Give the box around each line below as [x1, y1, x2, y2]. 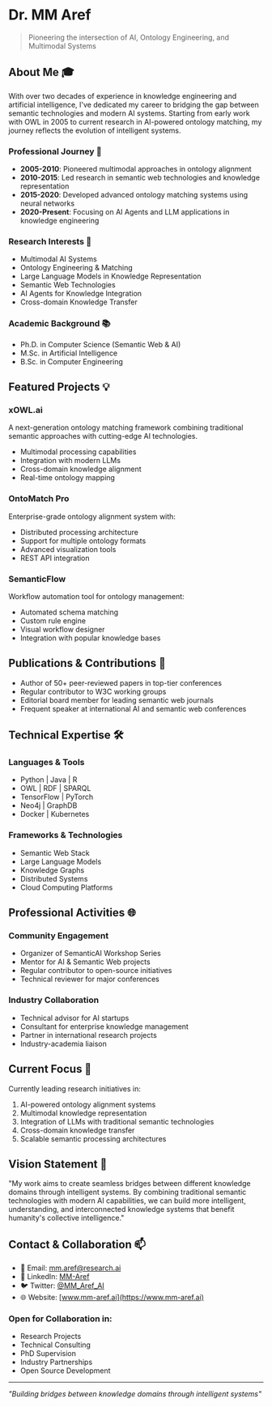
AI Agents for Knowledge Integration [19, 289, 142, 299]
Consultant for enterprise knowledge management [19, 1022, 189, 1031]
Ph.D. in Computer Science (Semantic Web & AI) [19, 339, 181, 349]
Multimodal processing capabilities [19, 447, 137, 457]
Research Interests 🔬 [8, 236, 91, 247]
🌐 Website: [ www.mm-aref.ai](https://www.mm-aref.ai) [19, 1293, 205, 1303]
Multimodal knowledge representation [19, 1107, 147, 1118]
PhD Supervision [19, 1349, 77, 1358]
